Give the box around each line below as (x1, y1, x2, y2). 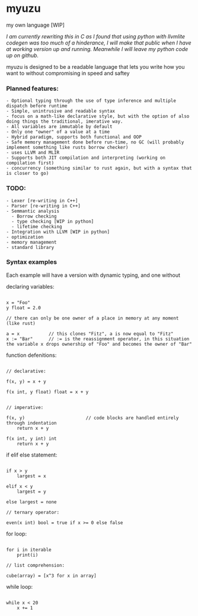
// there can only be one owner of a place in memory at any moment (6, 315, 179, 321)
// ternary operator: (6, 509, 60, 515)
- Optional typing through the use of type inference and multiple (6, 98, 177, 104)
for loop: (6, 530, 27, 537)
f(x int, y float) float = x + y (6, 389, 89, 395)
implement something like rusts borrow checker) (6, 145, 129, 151)
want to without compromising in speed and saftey (6, 69, 130, 76)
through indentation (6, 420, 58, 426)
